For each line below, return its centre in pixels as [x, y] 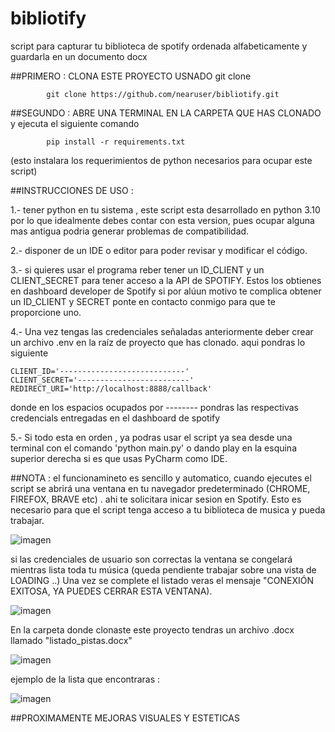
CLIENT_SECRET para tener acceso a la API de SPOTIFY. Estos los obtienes [166, 280]
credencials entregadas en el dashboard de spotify [115, 418]
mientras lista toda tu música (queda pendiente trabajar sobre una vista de [163, 569]
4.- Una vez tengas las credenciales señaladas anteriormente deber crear [162, 331]
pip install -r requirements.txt [116, 142]
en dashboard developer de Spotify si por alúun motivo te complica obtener [166, 291]
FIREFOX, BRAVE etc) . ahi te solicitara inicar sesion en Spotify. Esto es [156, 499]
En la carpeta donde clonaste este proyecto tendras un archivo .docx [152, 629]
